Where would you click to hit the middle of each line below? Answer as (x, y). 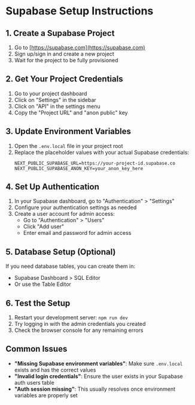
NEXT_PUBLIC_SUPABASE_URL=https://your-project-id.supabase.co (95, 163)
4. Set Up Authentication (52, 187)
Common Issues (36, 349)
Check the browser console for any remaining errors (79, 330)
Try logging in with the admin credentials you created (80, 324)
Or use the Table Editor (42, 284)
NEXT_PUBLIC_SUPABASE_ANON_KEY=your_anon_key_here (79, 168)
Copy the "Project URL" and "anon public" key (71, 113)
